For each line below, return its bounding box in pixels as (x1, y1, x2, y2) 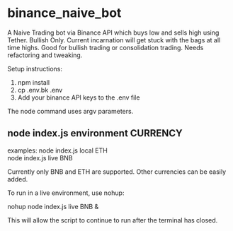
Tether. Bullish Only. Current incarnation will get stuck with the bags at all (7, 35, 221, 44)
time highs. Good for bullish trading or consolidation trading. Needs (7, 43, 204, 52)
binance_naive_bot (7, 5, 122, 21)
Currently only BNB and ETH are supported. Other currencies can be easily (7, 167, 227, 176)
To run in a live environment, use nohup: (7, 189, 125, 197)
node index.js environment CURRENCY (7, 127, 183, 139)
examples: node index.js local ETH (7, 146, 108, 155)
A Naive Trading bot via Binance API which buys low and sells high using (7, 28, 220, 37)
